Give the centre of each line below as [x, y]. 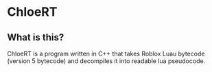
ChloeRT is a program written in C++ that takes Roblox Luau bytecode [106, 53]
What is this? [36, 37]
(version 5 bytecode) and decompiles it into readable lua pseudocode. [106, 61]
